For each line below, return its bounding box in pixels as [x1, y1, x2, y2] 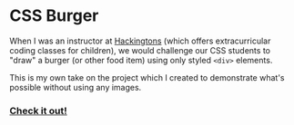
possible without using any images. [9, 82, 142, 92]
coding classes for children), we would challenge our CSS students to [9, 44, 271, 55]
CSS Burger [9, 5, 99, 26]
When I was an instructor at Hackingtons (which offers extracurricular [9, 35, 271, 46]
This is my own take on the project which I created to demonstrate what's [9, 72, 285, 82]
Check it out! [9, 104, 68, 117]
